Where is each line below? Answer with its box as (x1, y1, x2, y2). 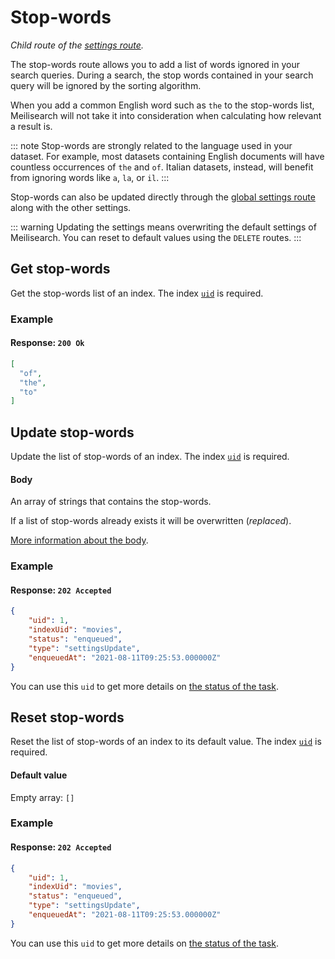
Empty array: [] (10, 791, 75, 803)
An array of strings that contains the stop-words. (10, 496, 212, 508)
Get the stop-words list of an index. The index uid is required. (10, 287, 264, 299)
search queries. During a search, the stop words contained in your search (10, 69, 314, 81)
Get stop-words (10, 261, 111, 278)
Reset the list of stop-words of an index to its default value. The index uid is (10, 736, 322, 748)
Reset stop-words (10, 709, 125, 726)
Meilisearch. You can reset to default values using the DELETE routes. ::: (10, 231, 302, 243)
